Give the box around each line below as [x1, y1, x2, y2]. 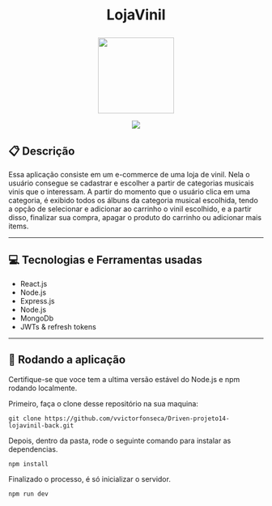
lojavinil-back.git [8, 421, 74, 430]
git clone [8, 415, 42, 423]
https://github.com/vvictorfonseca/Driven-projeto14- [44, 415, 230, 423]
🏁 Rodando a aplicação [8, 353, 126, 367]
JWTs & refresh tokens [19, 321, 97, 331]
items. [8, 221, 29, 231]
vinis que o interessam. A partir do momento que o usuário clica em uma [8, 187, 251, 196]
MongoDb [19, 313, 54, 323]
